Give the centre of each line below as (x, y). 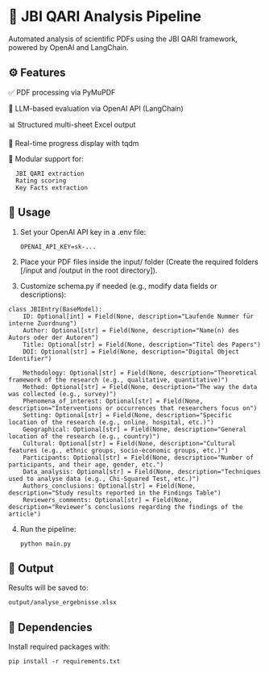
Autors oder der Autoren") (54, 337)
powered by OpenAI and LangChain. (68, 47)
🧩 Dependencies (50, 627)
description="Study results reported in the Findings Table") (115, 493)
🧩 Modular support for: (46, 159)
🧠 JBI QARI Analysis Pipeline (105, 17)
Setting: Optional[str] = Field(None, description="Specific (127, 415)
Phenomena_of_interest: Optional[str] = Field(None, (113, 401)
